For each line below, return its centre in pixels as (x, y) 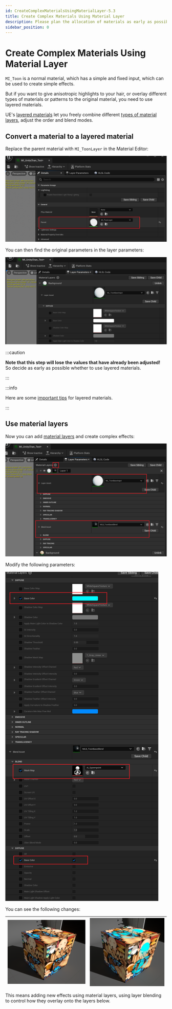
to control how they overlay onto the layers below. (58, 1001)
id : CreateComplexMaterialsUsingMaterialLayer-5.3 (60, 11)
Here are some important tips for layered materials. (59, 398)
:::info (11, 388)
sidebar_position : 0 (27, 27)
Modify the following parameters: (40, 565)
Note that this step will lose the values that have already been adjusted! (83, 362)
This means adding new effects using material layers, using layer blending (83, 996)
